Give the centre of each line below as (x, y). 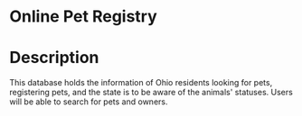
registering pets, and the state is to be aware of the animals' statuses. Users (151, 93)
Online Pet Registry (84, 17)
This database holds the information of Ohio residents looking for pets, (141, 83)
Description (54, 58)
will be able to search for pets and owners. (89, 102)
